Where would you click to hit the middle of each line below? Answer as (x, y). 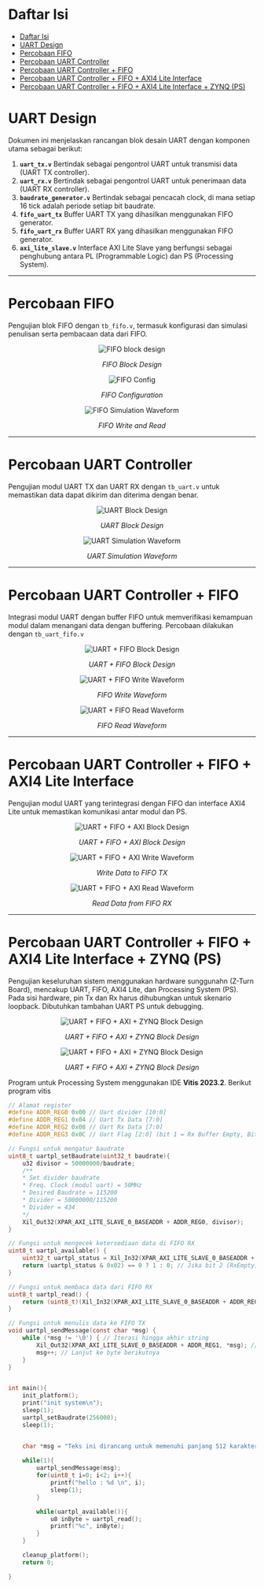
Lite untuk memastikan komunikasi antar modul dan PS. (98, 811)
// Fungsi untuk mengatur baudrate (66, 1148)
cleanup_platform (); (56, 1555)
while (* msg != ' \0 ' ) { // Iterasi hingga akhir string (116, 1338)
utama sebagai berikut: (45, 148)
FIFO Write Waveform (132, 694)
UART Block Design (132, 525)
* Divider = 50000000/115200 (70, 1200)
